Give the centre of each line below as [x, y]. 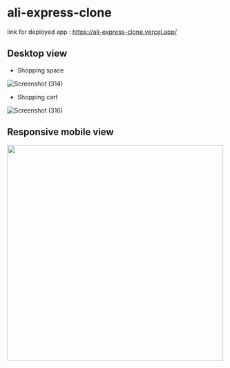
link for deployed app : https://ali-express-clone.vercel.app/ [92, 32]
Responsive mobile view [60, 132]
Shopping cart [37, 97]
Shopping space [40, 70]
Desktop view [37, 54]
